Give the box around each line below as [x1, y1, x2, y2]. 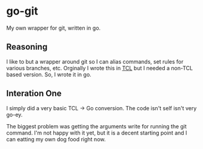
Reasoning [6, 42, 48, 52]
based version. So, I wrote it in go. [6, 71, 92, 78]
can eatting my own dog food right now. [6, 135, 106, 143]
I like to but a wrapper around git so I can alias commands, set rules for [6, 58, 184, 65]
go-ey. [6, 111, 23, 118]
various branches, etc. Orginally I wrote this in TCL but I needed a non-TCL [6, 64, 193, 71]
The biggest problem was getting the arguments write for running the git [6, 122, 187, 130]
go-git [6, 4, 38, 18]
